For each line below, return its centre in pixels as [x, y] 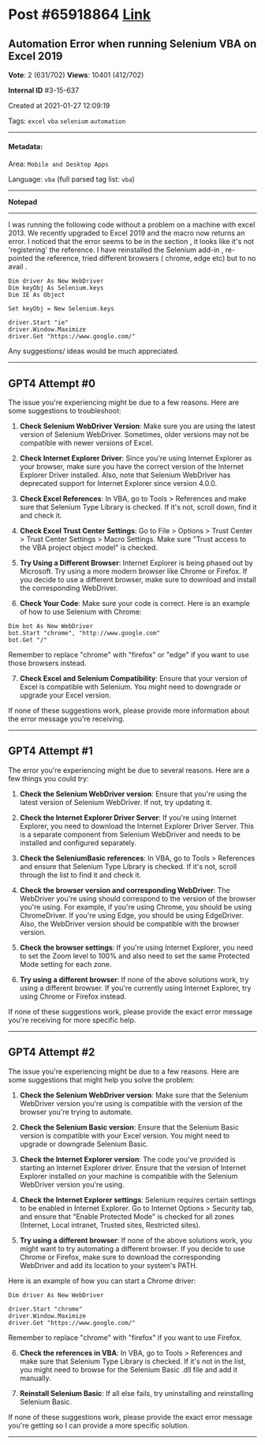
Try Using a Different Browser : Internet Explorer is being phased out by [136, 563]
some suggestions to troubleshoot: [65, 411]
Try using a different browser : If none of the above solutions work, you [136, 1240]
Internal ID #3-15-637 [44, 90]
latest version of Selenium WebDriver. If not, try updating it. [116, 802]
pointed [21, 258]
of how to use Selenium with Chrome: [80, 612]
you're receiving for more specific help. [72, 1020]
